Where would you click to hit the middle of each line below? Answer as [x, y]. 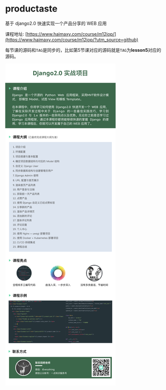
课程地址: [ [16, 34]
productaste [31, 9]
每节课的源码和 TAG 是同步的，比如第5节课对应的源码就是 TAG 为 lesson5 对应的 [83, 50]
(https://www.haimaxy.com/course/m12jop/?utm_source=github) [72, 40]
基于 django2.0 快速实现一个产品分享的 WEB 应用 [56, 23]
